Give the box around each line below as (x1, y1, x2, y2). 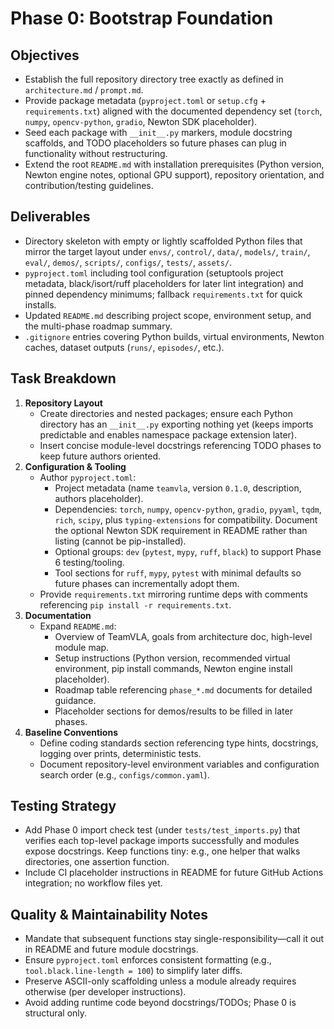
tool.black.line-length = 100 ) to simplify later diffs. (24, 965, 243, 977)
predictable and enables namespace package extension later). (39, 428, 297, 441)
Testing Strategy (10, 798, 117, 815)
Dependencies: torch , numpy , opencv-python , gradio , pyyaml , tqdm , (54, 503, 322, 515)
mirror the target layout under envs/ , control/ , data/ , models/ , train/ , (24, 245, 311, 257)
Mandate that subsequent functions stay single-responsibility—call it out (24, 933, 325, 945)
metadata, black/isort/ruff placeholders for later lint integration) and (24, 277, 304, 289)
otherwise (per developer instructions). (24, 986, 187, 998)
